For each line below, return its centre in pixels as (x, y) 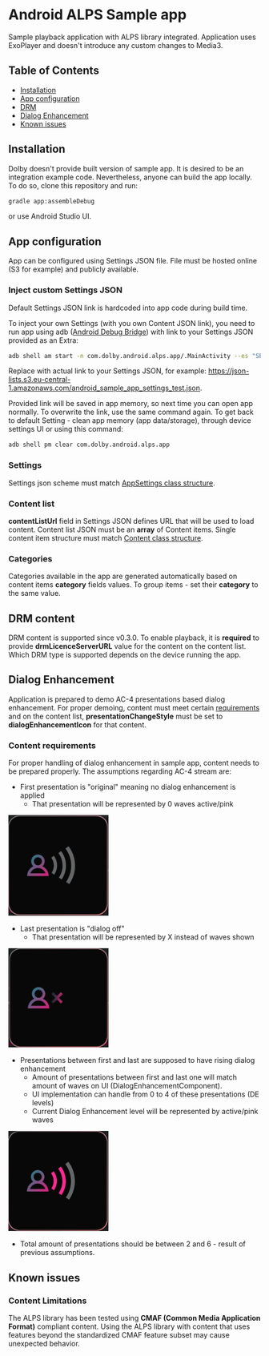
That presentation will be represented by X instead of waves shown (143, 937)
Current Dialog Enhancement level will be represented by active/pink (145, 1112)
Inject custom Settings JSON (65, 290)
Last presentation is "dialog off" (72, 929)
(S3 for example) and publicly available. (73, 269)
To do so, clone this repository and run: (73, 185)
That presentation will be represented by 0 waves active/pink (132, 804)
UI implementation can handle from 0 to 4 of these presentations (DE (146, 1094)
